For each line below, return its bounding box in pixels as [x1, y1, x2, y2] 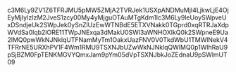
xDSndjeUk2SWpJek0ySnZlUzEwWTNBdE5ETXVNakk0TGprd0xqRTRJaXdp [7, 21, 229, 29]
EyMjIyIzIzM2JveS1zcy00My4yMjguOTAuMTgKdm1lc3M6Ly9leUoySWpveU [7, 13, 227, 22]
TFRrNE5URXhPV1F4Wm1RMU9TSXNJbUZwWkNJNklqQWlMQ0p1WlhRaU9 [7, 43, 228, 51]
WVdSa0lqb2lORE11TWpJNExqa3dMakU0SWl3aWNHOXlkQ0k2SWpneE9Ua [7, 28, 229, 36]
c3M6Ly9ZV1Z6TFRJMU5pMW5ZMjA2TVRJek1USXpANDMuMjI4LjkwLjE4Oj [7, 6, 229, 14]
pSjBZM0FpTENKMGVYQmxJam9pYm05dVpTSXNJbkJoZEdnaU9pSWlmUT [7, 50, 228, 59]
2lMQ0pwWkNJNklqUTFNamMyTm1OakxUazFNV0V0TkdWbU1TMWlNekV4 [7, 36, 228, 44]
